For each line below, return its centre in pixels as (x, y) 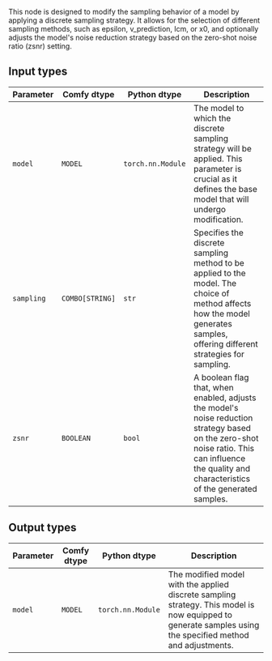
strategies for (219, 354)
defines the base (225, 189)
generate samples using (214, 625)
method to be (219, 262)
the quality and (222, 468)
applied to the (220, 273)
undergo (210, 209)
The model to (219, 108)
